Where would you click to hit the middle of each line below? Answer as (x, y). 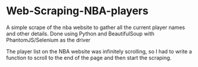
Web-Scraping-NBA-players (77, 11)
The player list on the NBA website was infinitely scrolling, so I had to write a (99, 51)
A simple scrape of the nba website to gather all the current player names (95, 27)
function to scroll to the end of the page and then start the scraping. (89, 58)
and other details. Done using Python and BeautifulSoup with (80, 33)
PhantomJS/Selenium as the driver (48, 40)
